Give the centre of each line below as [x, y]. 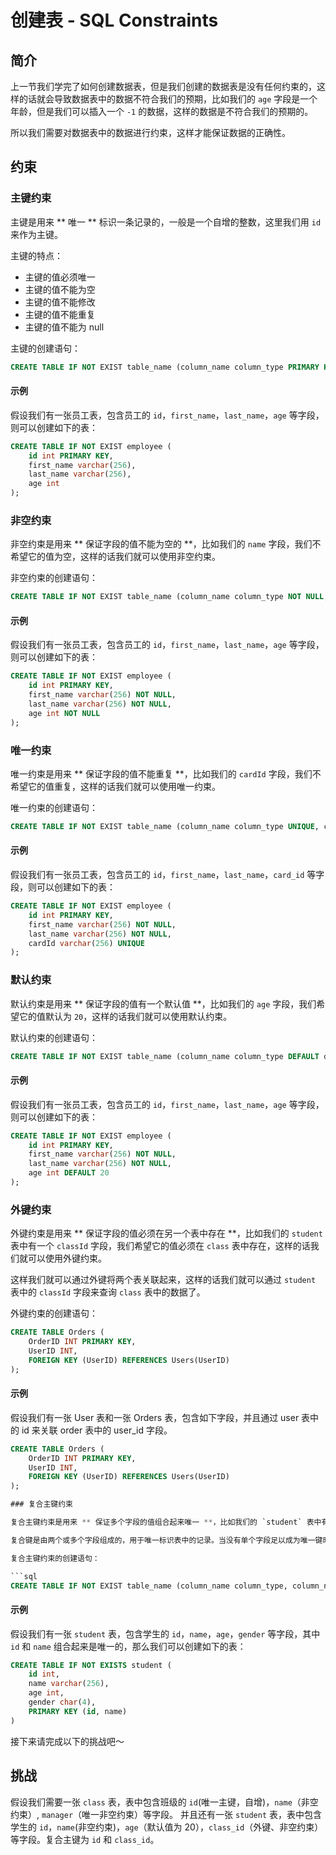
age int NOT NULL [64, 713]
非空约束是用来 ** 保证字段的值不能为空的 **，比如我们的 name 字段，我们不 [166, 544]
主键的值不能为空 [60, 289]
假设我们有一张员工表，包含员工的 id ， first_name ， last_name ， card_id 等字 [167, 875]
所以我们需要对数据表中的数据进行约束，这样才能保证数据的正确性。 [150, 132]
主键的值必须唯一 [60, 277]
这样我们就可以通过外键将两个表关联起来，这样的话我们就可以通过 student [163, 1280]
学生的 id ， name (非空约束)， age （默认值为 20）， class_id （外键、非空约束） [167, 1827]
